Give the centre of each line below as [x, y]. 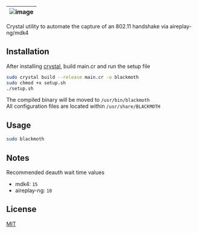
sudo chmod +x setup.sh [36, 83]
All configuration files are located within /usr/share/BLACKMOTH [84, 106]
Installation [28, 51]
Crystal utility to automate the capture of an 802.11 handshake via [88, 26]
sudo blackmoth [25, 139]
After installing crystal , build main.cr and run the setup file [78, 66]
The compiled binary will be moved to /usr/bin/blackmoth [78, 100]
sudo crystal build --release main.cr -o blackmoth [72, 77]
